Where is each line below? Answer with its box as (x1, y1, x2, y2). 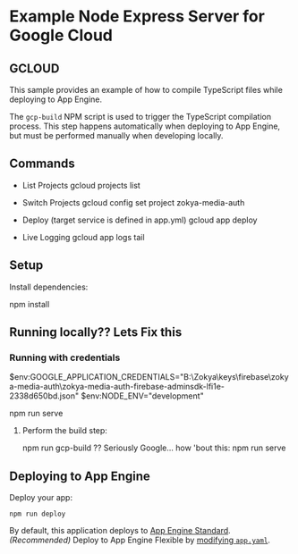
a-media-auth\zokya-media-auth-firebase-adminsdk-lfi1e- (9, 382, 226, 392)
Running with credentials (9, 351, 121, 364)
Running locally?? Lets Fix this (9, 324, 183, 340)
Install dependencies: (9, 281, 89, 292)
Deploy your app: (9, 492, 73, 503)
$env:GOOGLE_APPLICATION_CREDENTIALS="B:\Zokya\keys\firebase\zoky (9, 372, 289, 382)
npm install (9, 298, 50, 309)
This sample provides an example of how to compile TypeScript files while (9, 85, 284, 95)
